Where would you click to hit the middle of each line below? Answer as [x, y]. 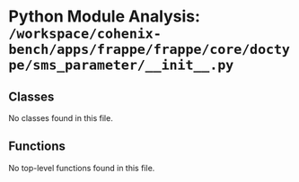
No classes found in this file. [61, 118]
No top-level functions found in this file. [82, 168]
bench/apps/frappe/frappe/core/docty [149, 50]
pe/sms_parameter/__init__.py [121, 65]
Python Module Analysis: [105, 17]
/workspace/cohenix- [85, 34]
